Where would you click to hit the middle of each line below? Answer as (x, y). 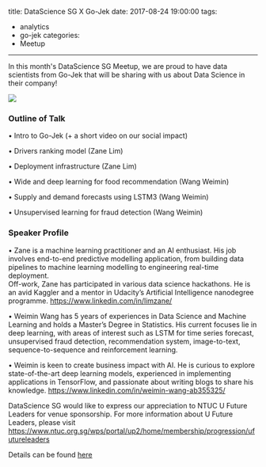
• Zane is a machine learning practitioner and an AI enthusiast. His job (122, 250)
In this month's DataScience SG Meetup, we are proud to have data (118, 66)
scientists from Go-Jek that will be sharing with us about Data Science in (127, 75)
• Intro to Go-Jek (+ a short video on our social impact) (98, 136)
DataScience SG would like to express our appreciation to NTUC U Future (128, 405)
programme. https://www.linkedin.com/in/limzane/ (90, 301)
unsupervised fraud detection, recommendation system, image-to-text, (124, 341)
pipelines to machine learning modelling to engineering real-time (114, 267)
